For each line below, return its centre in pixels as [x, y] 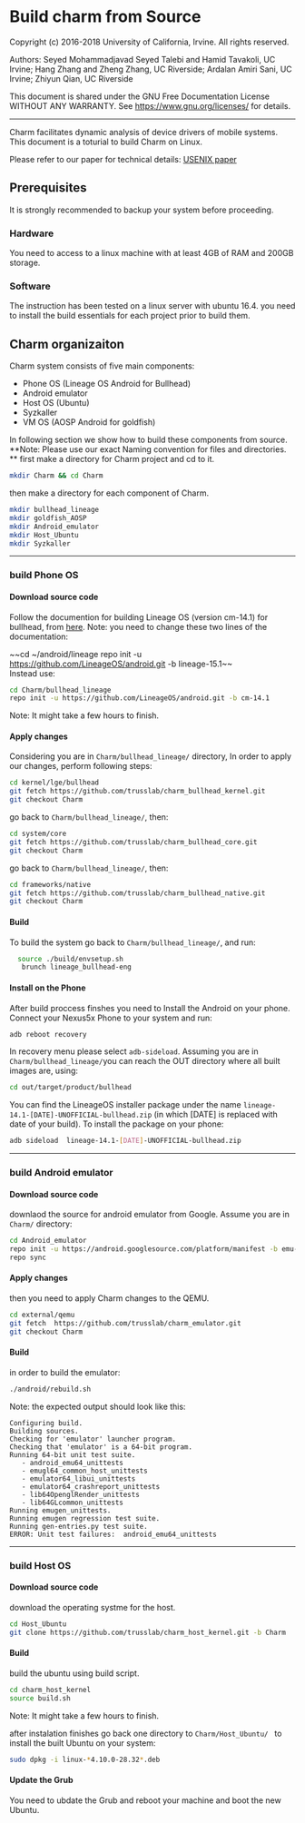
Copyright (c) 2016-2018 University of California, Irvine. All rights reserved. [149, 42]
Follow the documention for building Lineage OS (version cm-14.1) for [139, 617]
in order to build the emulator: [65, 1372]
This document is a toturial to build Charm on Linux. [106, 142]
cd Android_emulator [49, 1241]
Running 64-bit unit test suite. [73, 1454]
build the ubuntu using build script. [74, 1673]
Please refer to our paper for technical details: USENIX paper [123, 159]
